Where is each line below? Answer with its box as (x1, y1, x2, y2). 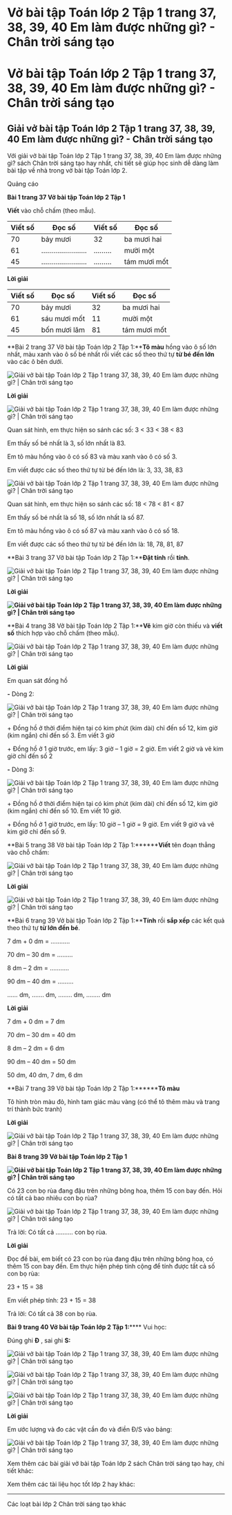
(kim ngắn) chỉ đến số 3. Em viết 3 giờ (7, 731, 115, 740)
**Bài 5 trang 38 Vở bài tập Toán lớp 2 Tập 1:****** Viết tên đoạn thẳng (7, 841, 215, 849)
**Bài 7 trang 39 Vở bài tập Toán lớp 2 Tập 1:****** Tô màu (7, 1084, 180, 1092)
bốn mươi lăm (41, 325, 85, 335)
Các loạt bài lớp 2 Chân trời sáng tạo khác (7, 1500, 126, 1508)
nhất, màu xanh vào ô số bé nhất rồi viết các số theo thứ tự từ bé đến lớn (7, 350, 215, 358)
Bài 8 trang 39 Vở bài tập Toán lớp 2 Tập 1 (7, 1152, 128, 1161)
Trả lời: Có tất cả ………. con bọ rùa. (7, 1228, 108, 1237)
